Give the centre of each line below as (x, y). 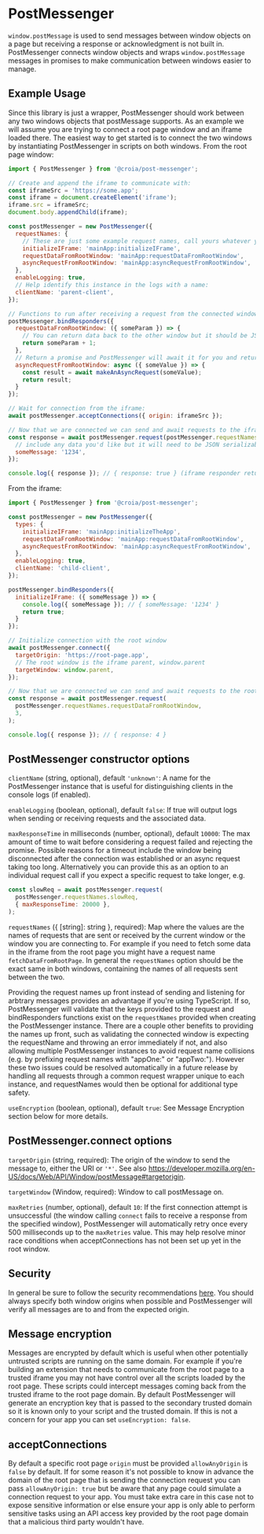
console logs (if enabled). (49, 795)
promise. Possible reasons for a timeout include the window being (115, 850)
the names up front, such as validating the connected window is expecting (128, 1034)
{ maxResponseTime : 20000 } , (63, 905)
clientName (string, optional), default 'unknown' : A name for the (110, 778)
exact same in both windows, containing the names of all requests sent (123, 968)
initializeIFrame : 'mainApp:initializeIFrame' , (101, 249)
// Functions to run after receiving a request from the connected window (133, 314)
